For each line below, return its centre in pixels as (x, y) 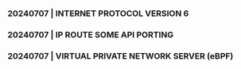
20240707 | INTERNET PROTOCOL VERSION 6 (98, 13)
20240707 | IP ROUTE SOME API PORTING (91, 34)
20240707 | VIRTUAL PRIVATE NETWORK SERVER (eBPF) (120, 56)
